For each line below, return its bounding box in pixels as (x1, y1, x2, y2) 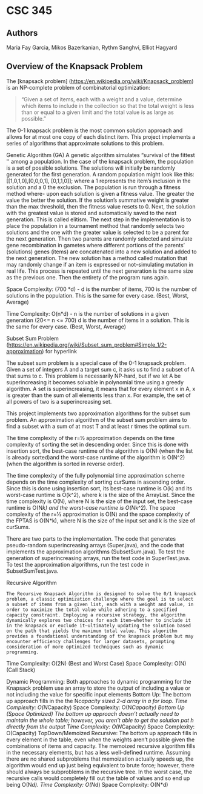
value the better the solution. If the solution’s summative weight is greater (6, 196, 190, 204)
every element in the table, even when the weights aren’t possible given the (6, 736, 195, 743)
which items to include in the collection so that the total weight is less (21, 102, 195, 109)
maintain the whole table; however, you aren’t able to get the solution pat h (6, 716, 194, 724)
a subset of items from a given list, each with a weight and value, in (6, 601, 194, 607)
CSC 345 (6, 4, 53, 18)
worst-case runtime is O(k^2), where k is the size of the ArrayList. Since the (6, 491, 195, 498)
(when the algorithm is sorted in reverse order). (6, 460, 124, 467)
